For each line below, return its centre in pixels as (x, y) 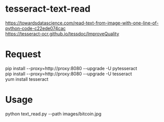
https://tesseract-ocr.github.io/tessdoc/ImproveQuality (62, 34)
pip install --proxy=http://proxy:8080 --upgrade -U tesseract (69, 74)
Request (23, 54)
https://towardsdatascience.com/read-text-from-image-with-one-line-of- (82, 23)
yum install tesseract (27, 79)
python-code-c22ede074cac (35, 28)
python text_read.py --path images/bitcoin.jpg (53, 114)
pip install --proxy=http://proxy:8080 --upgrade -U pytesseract (71, 68)
